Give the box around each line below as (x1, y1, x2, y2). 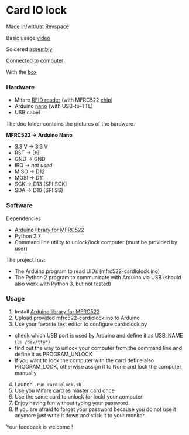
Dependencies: (6, 215, 43, 222)
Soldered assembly (6, 45, 53, 53)
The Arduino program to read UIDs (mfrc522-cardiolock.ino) (14, 268, 160, 275)
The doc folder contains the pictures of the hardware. (6, 120, 136, 127)
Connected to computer (6, 57, 64, 64)
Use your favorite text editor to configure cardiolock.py (14, 321, 147, 328)
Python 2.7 (14, 232, 41, 240)
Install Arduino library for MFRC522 (14, 308, 100, 315)
